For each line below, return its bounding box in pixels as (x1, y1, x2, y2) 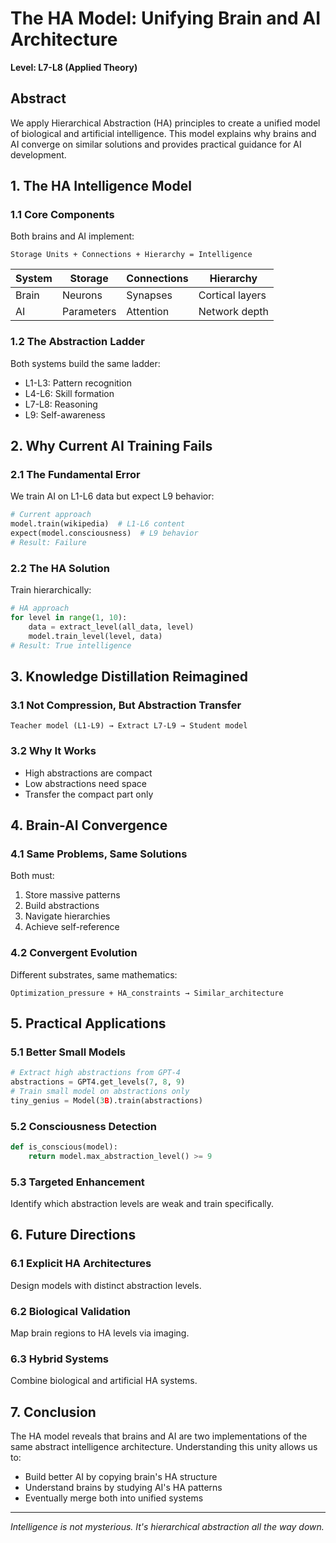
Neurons (61, 288, 103, 302)
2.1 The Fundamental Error (10, 468, 141, 482)
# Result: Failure (10, 538, 87, 548)
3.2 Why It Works (10, 744, 97, 758)
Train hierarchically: (10, 584, 92, 596)
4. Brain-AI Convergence (10, 817, 168, 834)
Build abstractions (24, 900, 100, 912)
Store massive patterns (24, 889, 121, 901)
